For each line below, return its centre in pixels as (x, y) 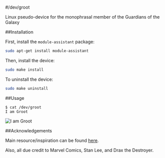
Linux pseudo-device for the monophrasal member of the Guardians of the (82, 17)
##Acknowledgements (29, 130)
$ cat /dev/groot (23, 107)
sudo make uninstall (27, 88)
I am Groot (17, 112)
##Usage (15, 98)
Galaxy (13, 22)
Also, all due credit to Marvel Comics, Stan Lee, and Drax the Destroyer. (79, 150)
